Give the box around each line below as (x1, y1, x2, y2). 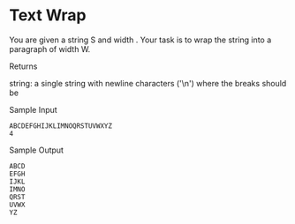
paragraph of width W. (9, 43, 91, 54)
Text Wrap (9, 5, 87, 26)
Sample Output (9, 145, 64, 155)
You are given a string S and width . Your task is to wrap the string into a (9, 34, 272, 45)
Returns (9, 61, 38, 71)
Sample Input (9, 104, 57, 115)
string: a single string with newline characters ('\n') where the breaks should (9, 78, 287, 88)
